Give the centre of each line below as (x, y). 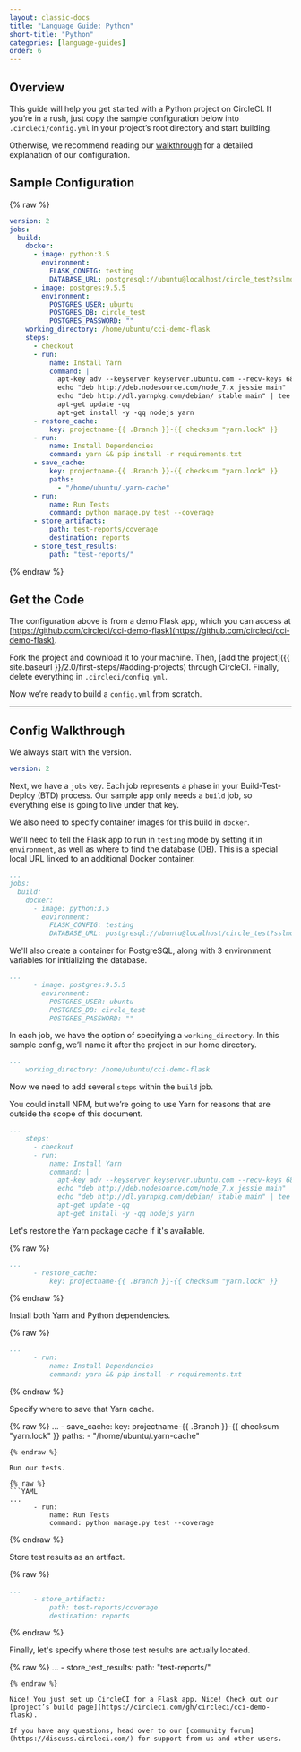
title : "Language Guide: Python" (72, 26)
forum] (242, 1731)
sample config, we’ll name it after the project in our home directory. (133, 1045)
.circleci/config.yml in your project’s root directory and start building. (141, 127)
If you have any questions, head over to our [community (118, 1731)
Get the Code (47, 600)
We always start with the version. (70, 752)
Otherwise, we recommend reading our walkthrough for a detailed (131, 145)
